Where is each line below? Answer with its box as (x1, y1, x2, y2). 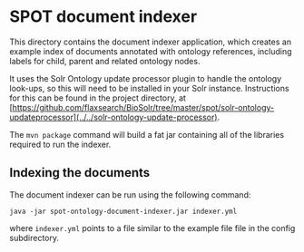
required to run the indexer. (9, 139, 112, 150)
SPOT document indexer (9, 6, 198, 27)
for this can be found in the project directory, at (9, 92, 186, 103)
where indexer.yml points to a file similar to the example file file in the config (9, 222, 296, 233)
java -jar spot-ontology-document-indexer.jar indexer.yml (9, 207, 238, 216)
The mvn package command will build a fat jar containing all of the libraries (9, 129, 284, 140)
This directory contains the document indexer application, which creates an (9, 36, 292, 47)
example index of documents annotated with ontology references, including (9, 45, 292, 56)
